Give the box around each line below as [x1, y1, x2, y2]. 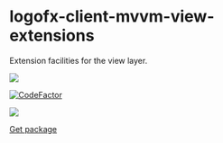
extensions [9, 25, 95, 46]
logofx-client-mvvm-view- [9, 6, 215, 27]
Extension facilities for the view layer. [9, 55, 148, 66]
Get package [9, 123, 57, 134]
